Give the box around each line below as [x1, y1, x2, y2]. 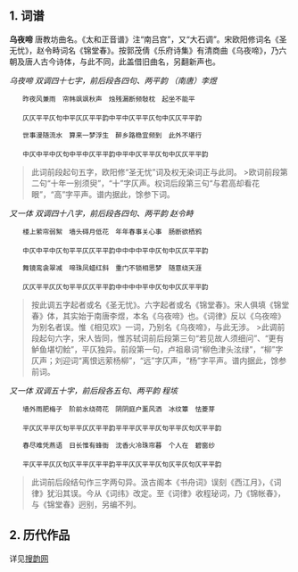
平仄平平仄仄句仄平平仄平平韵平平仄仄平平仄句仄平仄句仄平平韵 [21, 460, 222, 468]
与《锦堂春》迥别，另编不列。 [30, 499, 141, 510]
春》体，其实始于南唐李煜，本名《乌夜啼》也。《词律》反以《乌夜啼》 [30, 311, 286, 321]
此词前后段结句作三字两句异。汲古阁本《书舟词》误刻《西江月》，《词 [30, 477, 282, 487]
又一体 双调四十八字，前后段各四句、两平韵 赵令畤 [9, 208, 194, 219]
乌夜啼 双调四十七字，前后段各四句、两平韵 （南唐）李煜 [9, 75, 217, 86]
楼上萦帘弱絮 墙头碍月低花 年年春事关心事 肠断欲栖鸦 [21, 227, 203, 236]
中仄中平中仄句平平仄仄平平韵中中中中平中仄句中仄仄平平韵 [21, 246, 209, 255]
